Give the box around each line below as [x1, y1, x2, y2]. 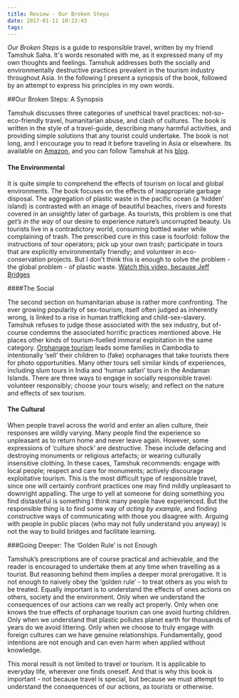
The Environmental [7, 163, 65, 171]
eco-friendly [7, 116, 44, 125]
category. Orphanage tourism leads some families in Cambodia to [7, 343, 200, 352]
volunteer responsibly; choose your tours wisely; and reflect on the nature [7, 381, 225, 390]
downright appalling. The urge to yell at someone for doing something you [7, 489, 225, 497]
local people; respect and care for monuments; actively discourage [7, 466, 204, 475]
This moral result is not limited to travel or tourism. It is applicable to [7, 659, 206, 668]
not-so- [201, 108, 224, 118]
